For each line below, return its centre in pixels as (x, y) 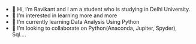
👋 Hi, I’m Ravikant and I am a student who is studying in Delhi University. (101, 9)
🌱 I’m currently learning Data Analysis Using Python (76, 22)
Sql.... (19, 34)
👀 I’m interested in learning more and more (64, 15)
